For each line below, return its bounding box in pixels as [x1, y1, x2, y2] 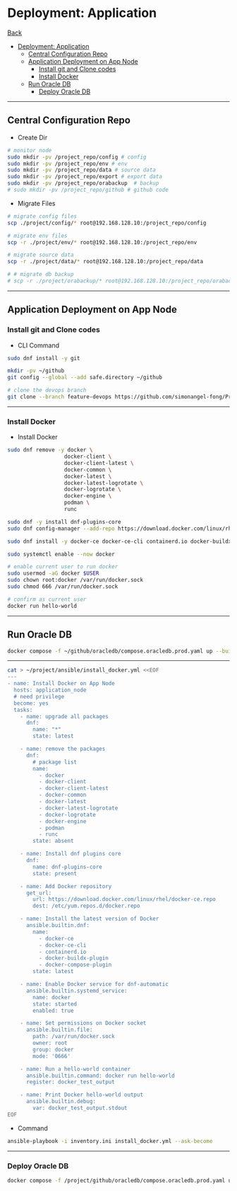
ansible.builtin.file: [25, 1026, 93, 1034]
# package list [32, 759, 78, 766]
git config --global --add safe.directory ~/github [7, 374, 162, 381]
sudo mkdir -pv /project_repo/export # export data [7, 173, 162, 180]
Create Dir [17, 133, 48, 142]
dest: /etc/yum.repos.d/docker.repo [32, 902, 140, 910]
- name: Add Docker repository [20, 882, 112, 890]
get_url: [25, 890, 52, 897]
